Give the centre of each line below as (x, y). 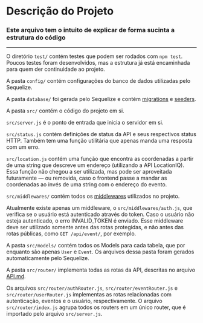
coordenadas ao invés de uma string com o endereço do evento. (87, 184)
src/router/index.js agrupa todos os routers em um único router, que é (96, 307)
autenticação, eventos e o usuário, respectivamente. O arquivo (84, 301)
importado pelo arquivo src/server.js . (54, 314)
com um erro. (23, 147)
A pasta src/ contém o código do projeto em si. (66, 111)
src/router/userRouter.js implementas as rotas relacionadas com (89, 295)
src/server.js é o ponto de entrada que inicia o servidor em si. (85, 123)
